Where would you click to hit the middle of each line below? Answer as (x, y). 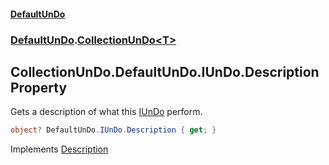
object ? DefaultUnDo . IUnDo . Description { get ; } (113, 130)
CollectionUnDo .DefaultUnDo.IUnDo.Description (165, 71)
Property (39, 87)
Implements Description (59, 149)
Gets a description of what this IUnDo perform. (106, 112)
